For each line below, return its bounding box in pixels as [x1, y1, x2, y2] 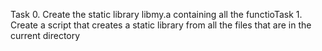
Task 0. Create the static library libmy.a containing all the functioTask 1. [10, 9, 303, 20]
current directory [10, 30, 81, 41]
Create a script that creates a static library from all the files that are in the [10, 19, 312, 31]
